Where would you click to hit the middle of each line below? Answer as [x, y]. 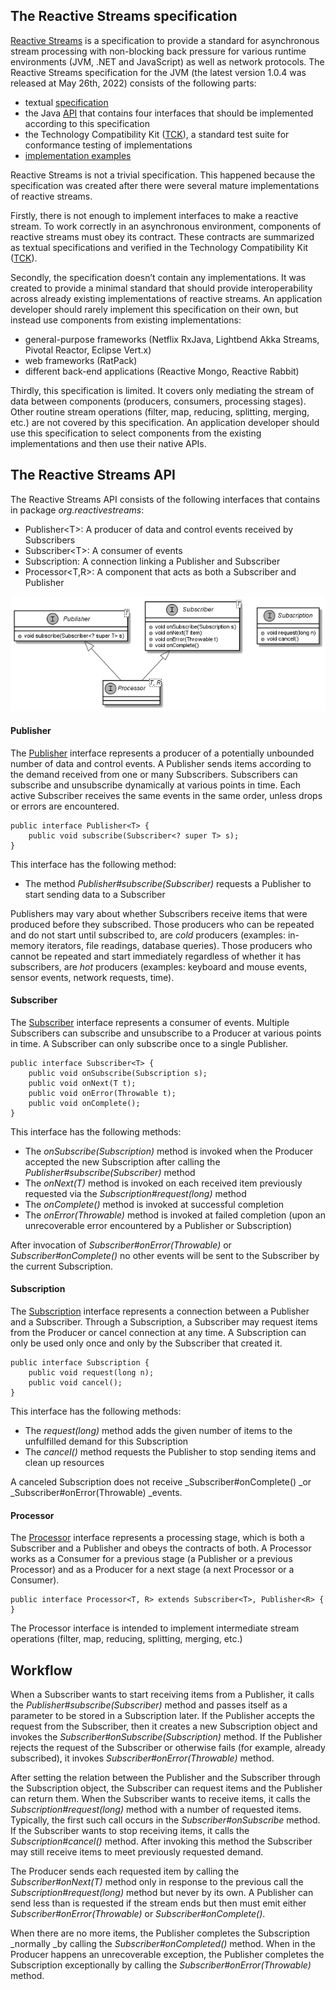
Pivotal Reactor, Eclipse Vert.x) [88, 350]
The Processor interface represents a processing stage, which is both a [157, 1538]
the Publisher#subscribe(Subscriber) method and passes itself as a [149, 1705]
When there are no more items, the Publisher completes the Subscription [160, 1933]
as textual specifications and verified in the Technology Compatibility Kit [159, 247]
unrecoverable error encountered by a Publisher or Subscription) [158, 1225]
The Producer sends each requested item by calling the [125, 1871]
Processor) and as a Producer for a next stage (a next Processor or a [152, 1570]
